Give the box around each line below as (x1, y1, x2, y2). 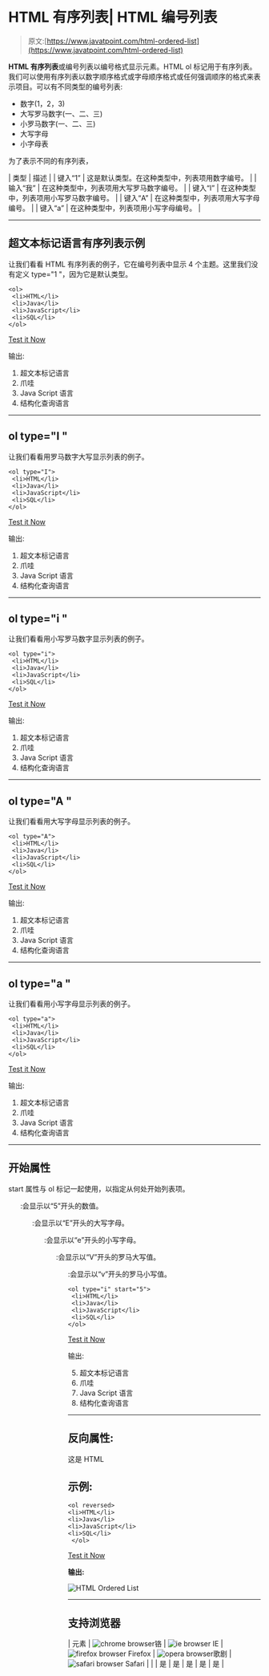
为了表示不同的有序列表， (8, 156, 93, 165)
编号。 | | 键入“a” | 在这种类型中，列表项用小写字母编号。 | (8, 203, 202, 213)
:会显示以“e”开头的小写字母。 (43, 1235, 141, 1244)
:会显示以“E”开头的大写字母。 (31, 1218, 130, 1228)
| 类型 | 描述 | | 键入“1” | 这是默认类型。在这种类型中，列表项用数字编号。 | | (8, 172, 257, 182)
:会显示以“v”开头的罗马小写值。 (67, 1269, 172, 1279)
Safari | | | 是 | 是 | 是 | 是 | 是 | (125, 1659, 224, 1669)
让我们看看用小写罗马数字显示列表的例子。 (8, 634, 149, 643)
